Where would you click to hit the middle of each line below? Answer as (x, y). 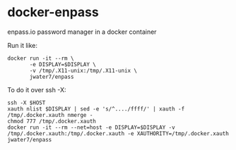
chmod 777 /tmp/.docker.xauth (52, 121)
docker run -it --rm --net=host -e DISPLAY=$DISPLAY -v (91, 127)
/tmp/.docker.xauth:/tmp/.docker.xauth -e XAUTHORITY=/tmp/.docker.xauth (118, 133)
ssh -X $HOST (26, 103)
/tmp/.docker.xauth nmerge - (50, 115)
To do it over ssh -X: (37, 89)
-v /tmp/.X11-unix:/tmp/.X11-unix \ (83, 70)
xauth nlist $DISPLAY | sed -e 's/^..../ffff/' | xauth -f (96, 109)
